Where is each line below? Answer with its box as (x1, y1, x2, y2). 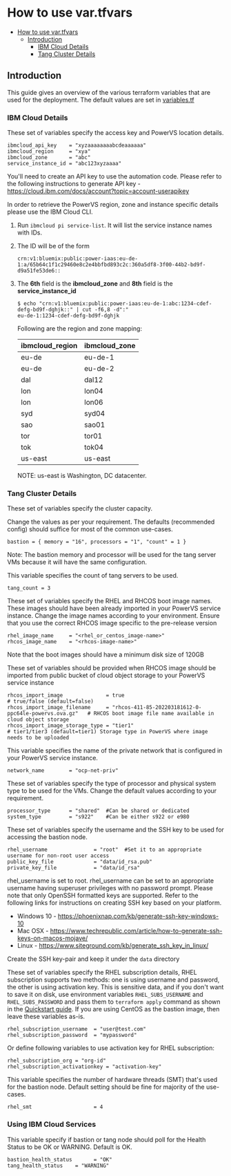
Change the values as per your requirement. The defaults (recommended (7, 517, 215, 526)
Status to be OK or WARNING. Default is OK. (7, 1143, 133, 1151)
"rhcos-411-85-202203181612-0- (112, 704, 202, 711)
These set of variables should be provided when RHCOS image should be (7, 664, 217, 672)
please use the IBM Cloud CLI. (7, 208, 93, 216)
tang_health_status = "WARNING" (7, 1162, 110, 1169)
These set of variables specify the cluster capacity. (7, 504, 153, 513)
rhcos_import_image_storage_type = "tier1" (7, 722, 134, 729)
